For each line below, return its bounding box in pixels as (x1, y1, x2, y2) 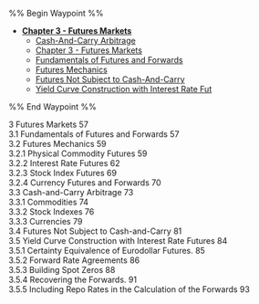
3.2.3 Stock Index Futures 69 (8, 168, 118, 178)
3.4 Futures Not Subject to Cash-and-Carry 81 (8, 225, 182, 236)
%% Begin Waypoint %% (8, 8, 104, 18)
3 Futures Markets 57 (8, 119, 88, 130)
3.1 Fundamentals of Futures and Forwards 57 (8, 129, 180, 140)
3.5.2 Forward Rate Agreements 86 (8, 255, 140, 266)
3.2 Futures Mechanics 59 (8, 139, 107, 149)
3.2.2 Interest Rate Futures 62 (8, 158, 120, 168)
